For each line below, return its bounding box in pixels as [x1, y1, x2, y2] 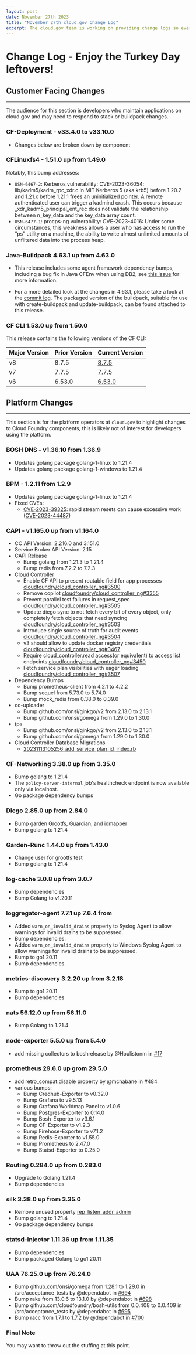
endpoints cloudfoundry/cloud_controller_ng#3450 [23, 658, 146, 665]
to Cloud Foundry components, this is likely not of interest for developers [6, 425, 181, 432]
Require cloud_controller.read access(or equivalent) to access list [23, 652, 181, 659]
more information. [14, 277, 58, 284]
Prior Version [54, 349, 92, 357]
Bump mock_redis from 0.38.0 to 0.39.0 [23, 696, 119, 703]
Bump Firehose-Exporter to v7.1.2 [23, 1128, 103, 1135]
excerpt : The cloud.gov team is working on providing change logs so [6, 25, 179, 31]
